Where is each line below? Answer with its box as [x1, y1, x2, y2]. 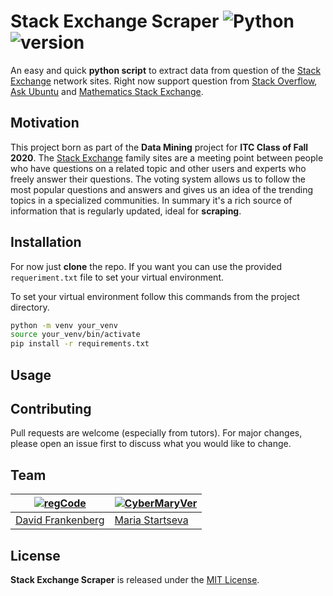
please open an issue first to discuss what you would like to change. [10, 438, 292, 450]
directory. [10, 301, 50, 313]
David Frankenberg [15, 513, 105, 527]
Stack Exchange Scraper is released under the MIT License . [10, 574, 260, 586]
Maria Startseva [114, 513, 189, 527]
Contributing [10, 400, 92, 417]
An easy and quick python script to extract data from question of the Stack [10, 64, 322, 76]
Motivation [10, 115, 80, 132]
